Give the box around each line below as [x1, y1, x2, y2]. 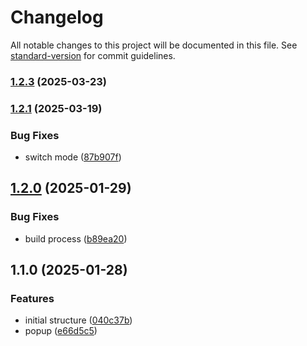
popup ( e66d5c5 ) [24, 325, 98, 337]
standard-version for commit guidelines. [10, 49, 176, 61]
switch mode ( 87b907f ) [24, 151, 122, 163]
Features [10, 292, 55, 306]
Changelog [10, 6, 104, 29]
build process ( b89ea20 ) [24, 232, 128, 245]
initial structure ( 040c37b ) [24, 314, 133, 326]
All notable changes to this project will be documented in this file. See [10, 39, 298, 51]
